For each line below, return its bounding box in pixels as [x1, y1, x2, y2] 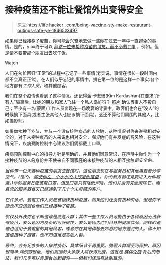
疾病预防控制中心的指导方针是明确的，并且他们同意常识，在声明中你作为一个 [5, 151, 161, 157]
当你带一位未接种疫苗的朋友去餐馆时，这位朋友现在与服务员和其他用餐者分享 [5, 168, 161, 174]
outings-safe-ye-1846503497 [17, 27, 78, 33]
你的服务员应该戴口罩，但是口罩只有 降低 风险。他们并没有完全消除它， [13, 180, 156, 186]
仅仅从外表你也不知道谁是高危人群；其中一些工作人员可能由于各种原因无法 [5, 213, 156, 219]
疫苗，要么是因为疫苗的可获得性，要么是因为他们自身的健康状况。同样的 [9, 220, 156, 225]
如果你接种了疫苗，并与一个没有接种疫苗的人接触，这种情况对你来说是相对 [5, 128, 156, 134]
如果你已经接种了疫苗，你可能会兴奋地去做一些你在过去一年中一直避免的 [5, 38, 152, 44]
